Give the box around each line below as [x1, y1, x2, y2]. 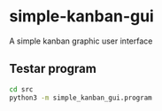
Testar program [9, 61, 97, 76]
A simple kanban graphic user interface [9, 36, 153, 46]
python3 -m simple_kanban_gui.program [9, 93, 152, 102]
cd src [9, 84, 34, 94]
